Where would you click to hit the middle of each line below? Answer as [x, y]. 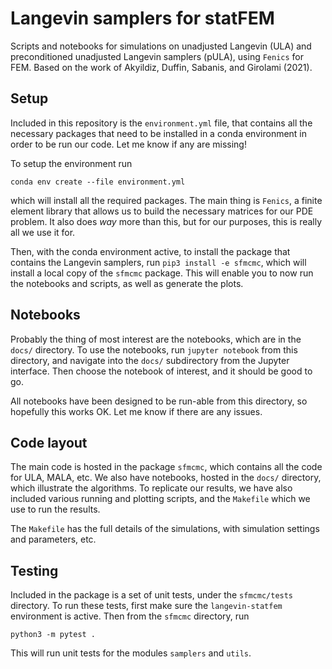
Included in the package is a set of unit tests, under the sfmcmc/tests [152, 595]
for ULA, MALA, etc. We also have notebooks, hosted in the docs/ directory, [166, 478]
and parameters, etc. [53, 539]
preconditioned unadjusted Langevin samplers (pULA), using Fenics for [157, 56]
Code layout [49, 442]
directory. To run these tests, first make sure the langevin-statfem [146, 606]
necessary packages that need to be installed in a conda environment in [159, 133]
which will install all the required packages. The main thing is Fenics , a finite [166, 200]
